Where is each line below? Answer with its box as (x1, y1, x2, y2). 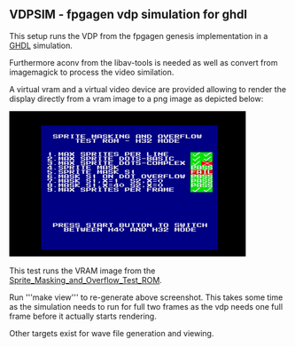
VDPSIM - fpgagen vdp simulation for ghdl (9, 7, 248, 22)
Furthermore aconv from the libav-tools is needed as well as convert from (9, 57, 278, 67)
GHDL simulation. (9, 40, 74, 51)
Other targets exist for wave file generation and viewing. (9, 327, 214, 338)
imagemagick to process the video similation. (9, 67, 175, 77)
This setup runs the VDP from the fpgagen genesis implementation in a (9, 30, 268, 41)
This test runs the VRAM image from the (9, 265, 156, 276)
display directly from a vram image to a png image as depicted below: (9, 93, 264, 104)
